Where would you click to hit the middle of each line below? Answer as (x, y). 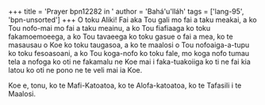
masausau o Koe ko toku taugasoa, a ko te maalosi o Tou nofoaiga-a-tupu (129, 45)
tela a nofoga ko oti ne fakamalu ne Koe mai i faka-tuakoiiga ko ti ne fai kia (130, 62)
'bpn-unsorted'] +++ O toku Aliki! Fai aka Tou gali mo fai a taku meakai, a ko (132, 20)
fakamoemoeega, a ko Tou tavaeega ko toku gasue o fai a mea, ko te (121, 36)
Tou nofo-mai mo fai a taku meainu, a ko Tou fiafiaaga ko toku (109, 28)
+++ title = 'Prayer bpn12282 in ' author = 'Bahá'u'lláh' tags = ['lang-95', (126, 11)
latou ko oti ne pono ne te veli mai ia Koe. (75, 70)
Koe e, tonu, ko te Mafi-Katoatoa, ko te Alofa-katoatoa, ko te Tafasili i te (125, 85)
